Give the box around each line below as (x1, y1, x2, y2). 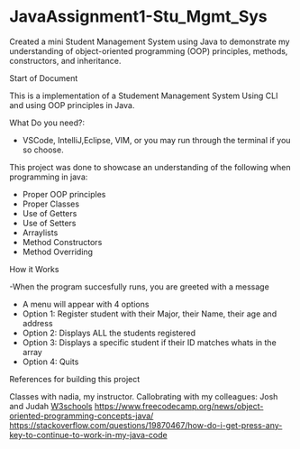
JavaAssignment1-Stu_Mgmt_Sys (9, 6, 268, 27)
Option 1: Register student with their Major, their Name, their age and (22, 308, 277, 319)
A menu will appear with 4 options (22, 298, 150, 309)
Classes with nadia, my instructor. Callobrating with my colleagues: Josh (9, 390, 278, 402)
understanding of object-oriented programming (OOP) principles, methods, (9, 45, 288, 56)
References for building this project (9, 373, 141, 384)
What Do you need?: (9, 117, 86, 128)
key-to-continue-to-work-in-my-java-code (9, 429, 168, 440)
